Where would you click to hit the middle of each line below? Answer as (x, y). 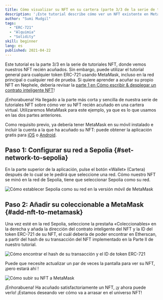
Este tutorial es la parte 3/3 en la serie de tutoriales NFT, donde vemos (76, 64)
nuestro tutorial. (21, 244)
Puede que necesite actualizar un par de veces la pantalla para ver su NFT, (80, 263)
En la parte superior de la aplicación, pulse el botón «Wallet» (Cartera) (75, 169)
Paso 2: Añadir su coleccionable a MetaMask (74, 204)
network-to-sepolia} (37, 158)
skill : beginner (21, 41)
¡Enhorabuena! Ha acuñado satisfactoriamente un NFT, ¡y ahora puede (76, 287)
